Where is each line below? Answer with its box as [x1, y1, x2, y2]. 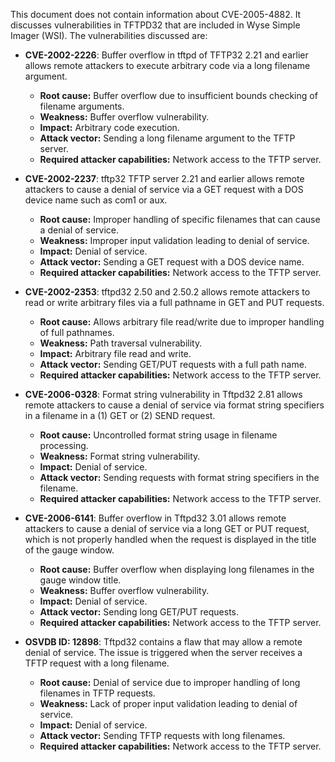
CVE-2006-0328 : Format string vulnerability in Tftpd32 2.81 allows [24, 389, 303, 400]
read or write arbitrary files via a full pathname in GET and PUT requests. [24, 297, 325, 308]
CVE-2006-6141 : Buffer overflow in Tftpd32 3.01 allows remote [24, 512, 287, 524]
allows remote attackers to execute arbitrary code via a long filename [24, 60, 311, 71]
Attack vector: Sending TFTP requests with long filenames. [39, 730, 286, 741]
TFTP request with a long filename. [24, 657, 170, 669]
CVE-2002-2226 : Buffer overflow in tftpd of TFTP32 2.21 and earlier [24, 49, 309, 61]
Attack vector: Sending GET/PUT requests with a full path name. [39, 359, 307, 370]
